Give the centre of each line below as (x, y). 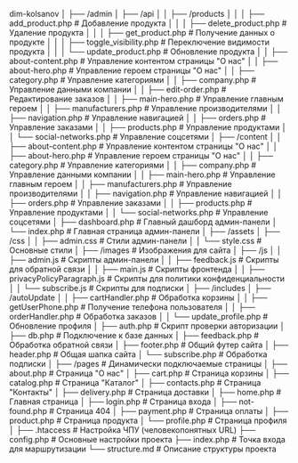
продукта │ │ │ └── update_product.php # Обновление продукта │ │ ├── (149, 52)
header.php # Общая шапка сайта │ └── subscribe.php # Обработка (138, 354)
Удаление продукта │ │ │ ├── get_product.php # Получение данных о (142, 32)
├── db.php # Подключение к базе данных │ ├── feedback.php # (134, 335)
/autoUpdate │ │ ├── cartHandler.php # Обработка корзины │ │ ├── (138, 297)
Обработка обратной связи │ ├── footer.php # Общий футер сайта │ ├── (149, 345)
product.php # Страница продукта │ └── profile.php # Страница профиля (148, 420)
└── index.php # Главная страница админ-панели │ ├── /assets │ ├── (145, 231)
